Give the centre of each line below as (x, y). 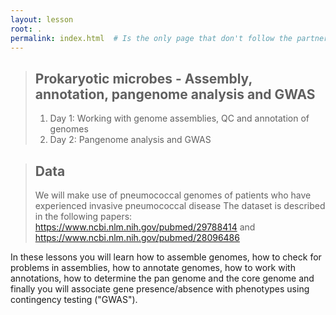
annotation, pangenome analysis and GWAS (175, 94)
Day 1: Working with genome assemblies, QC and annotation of (179, 118)
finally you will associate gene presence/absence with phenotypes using (160, 289)
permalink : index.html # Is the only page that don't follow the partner (169, 38)
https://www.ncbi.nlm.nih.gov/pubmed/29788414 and (145, 227)
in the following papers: (83, 216)
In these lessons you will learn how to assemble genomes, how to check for (166, 257)
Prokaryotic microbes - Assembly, (143, 78)
